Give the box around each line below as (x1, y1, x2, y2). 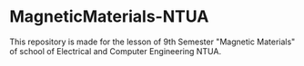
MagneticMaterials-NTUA (9, 6, 209, 27)
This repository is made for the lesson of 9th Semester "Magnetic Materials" (9, 36, 296, 47)
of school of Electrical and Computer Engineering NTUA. (9, 45, 221, 56)
